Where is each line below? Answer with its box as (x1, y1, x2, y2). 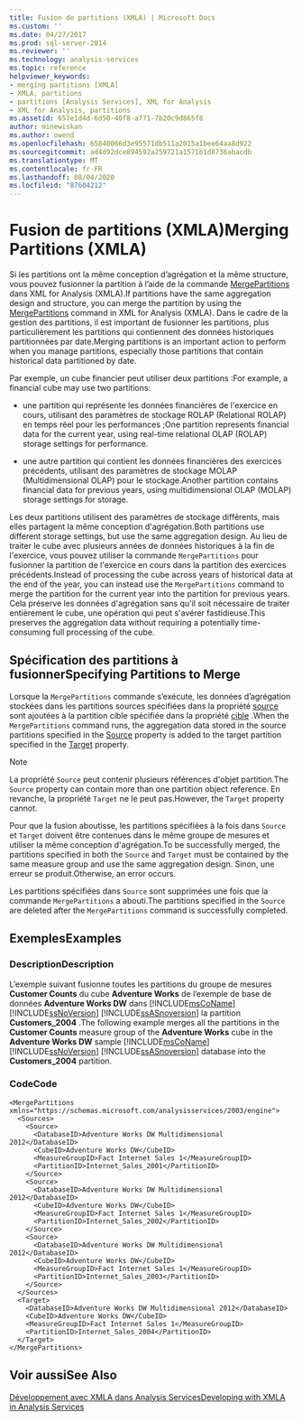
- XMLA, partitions (9, 88, 83, 98)
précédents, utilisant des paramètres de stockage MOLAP (22, 466, 237, 477)
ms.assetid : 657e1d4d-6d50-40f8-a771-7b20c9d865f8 (9, 114, 204, 123)
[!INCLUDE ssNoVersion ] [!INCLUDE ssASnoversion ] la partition (9, 1008, 242, 1018)
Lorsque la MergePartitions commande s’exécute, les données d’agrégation (9, 691, 291, 701)
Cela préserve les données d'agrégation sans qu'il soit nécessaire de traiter (9, 598, 290, 609)
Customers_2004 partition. (9, 1055, 113, 1066)
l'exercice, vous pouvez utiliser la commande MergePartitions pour (9, 550, 259, 561)
